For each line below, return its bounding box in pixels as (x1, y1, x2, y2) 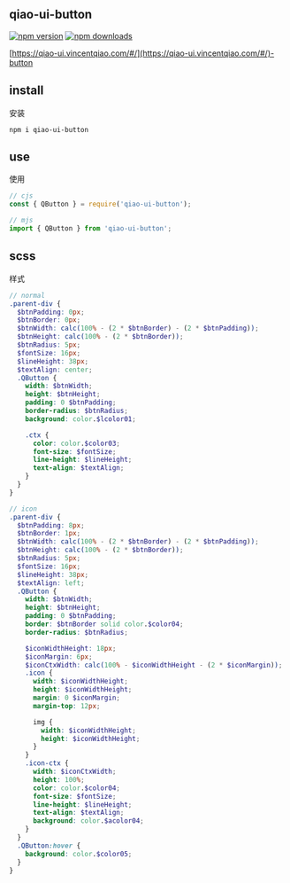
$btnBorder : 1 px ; (17, 529, 81, 538)
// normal (9, 291, 46, 300)
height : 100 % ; (32, 775, 86, 784)
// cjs (9, 191, 34, 200)
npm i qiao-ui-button (9, 125, 89, 134)
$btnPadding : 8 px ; (17, 520, 86, 530)
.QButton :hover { (17, 841, 81, 850)
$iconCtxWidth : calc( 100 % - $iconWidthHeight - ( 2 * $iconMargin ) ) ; (25, 660, 283, 669)
